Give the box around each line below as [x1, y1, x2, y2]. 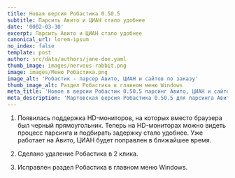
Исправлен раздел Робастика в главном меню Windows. [17, 163, 188, 171]
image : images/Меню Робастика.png [7, 68, 108, 75]
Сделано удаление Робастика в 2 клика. [17, 149, 138, 158]
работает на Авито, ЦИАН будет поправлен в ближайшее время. [17, 136, 212, 144]
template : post [7, 50, 52, 57]
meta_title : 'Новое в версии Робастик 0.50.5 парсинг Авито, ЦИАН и [7, 88, 211, 95]
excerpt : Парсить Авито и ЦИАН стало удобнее [7, 29, 142, 37]
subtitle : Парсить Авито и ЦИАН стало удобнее [7, 17, 145, 24]
